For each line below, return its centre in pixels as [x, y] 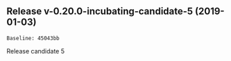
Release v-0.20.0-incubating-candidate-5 [100, 11]
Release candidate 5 [36, 51]
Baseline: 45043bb [33, 38]
